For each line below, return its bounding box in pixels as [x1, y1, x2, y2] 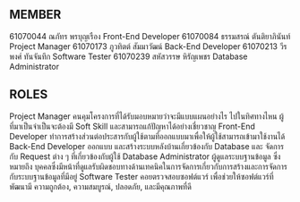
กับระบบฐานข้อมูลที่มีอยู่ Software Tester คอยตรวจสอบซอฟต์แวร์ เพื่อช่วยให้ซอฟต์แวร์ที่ [9, 171, 275, 181]
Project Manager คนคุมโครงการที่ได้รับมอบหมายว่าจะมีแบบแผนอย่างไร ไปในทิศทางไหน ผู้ [9, 111, 284, 122]
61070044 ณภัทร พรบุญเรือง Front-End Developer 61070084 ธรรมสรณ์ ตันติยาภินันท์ [9, 30, 291, 41]
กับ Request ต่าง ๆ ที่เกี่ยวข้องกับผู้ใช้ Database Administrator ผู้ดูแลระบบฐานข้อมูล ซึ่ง [9, 151, 281, 162]
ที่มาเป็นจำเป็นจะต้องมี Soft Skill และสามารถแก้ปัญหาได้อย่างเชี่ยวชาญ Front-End [9, 121, 255, 131]
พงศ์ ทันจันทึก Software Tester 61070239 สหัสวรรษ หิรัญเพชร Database [9, 51, 248, 62]
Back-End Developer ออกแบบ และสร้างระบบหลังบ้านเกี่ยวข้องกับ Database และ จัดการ [9, 140, 285, 151]
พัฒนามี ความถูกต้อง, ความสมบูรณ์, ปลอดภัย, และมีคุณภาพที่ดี [9, 181, 193, 191]
